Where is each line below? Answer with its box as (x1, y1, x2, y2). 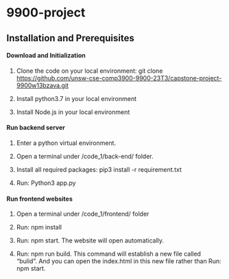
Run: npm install (16, 223, 62, 232)
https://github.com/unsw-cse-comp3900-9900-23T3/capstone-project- (16, 74, 222, 82)
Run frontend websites (6, 194, 73, 203)
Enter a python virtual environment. (16, 139, 117, 147)
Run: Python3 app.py (16, 179, 76, 187)
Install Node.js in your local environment (16, 108, 130, 116)
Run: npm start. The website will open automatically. (16, 236, 165, 245)
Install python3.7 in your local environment (16, 94, 137, 102)
